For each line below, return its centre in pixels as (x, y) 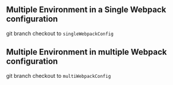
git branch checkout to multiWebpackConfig (59, 75)
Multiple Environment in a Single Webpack (86, 10)
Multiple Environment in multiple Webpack (87, 52)
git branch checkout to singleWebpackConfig (60, 33)
